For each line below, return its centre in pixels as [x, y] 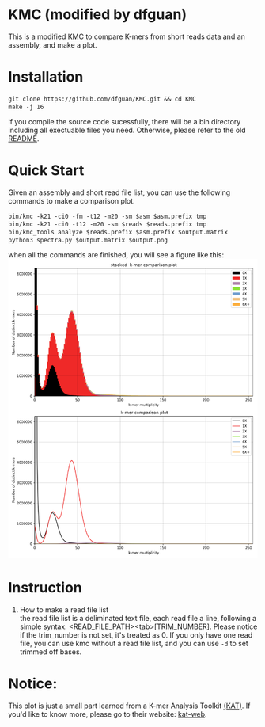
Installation [46, 77]
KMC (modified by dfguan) [98, 15]
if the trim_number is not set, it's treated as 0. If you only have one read [136, 634]
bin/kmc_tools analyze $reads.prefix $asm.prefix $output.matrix [118, 232]
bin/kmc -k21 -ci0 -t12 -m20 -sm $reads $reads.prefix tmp [108, 224]
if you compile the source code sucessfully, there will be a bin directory [125, 121]
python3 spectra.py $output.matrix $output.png [88, 240]
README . [24, 138]
